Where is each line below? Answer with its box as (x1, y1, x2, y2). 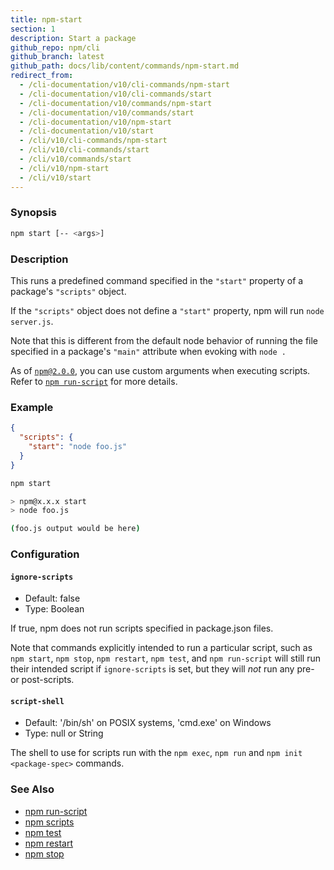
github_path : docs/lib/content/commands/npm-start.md (10, 61, 240, 71)
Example (10, 400, 54, 414)
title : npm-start (10, 14, 83, 25)
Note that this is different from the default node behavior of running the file (10, 334, 319, 346)
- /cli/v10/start (19, 172, 92, 183)
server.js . (10, 315, 54, 327)
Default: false (24, 592, 81, 605)
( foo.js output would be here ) (10, 524, 141, 534)
